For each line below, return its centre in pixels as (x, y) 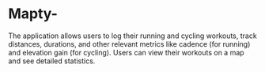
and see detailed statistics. (52, 61)
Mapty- (33, 14)
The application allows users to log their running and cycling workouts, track (132, 36)
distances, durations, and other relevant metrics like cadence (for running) (129, 44)
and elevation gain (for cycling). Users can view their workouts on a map (126, 52)
